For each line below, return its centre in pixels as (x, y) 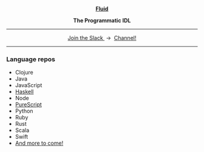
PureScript (29, 105)
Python (24, 111)
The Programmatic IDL (102, 20)
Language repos (31, 59)
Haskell (24, 92)
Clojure (24, 73)
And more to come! (39, 143)
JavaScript (29, 85)
